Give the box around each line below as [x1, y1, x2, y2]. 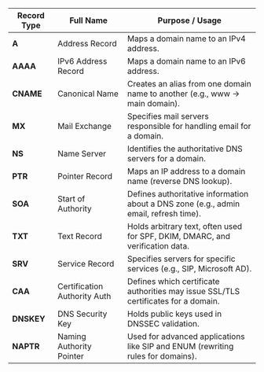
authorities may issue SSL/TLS [126, 286, 240, 296]
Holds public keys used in [126, 308, 222, 319]
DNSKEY [12, 314, 46, 324]
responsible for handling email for [126, 121, 251, 131]
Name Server [57, 149, 106, 159]
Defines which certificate [126, 276, 220, 286]
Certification [57, 281, 104, 292]
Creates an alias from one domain [126, 79, 251, 89]
